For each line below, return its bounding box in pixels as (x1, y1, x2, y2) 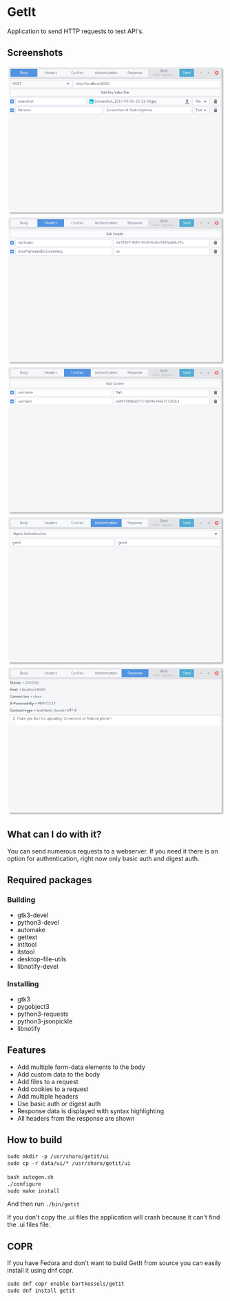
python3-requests (17, 1010, 69, 1018)
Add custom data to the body (17, 1070, 101, 1078)
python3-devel (17, 918, 60, 926)
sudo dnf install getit (7, 1287, 76, 1295)
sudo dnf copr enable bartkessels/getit (7, 1280, 125, 1288)
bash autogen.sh (7, 1174, 54, 1181)
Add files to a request (17, 1077, 79, 1086)
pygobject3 (17, 1002, 50, 1010)
